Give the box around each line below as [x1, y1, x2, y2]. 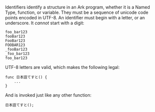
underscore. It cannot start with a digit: [5, 20, 84, 26]
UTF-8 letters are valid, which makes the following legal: [5, 64, 120, 70]
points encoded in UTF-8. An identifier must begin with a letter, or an [5, 15, 145, 20]
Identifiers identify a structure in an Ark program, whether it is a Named [5, 4, 151, 10]
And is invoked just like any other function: [5, 92, 92, 98]
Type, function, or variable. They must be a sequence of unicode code [5, 9, 149, 15]
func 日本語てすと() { [5, 75, 47, 80]
